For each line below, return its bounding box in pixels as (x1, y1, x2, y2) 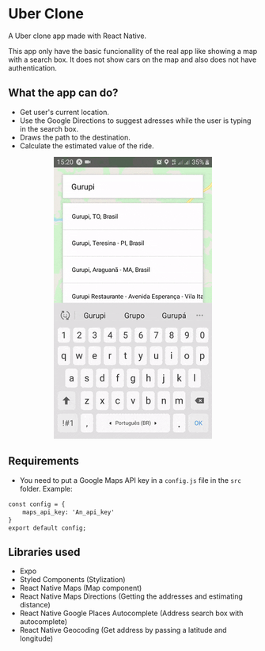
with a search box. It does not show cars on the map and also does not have (8, 55, 257, 64)
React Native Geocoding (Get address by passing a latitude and (19, 626, 227, 635)
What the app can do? (8, 86, 119, 100)
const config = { (8, 500, 66, 508)
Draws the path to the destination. (19, 132, 131, 142)
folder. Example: (19, 484, 73, 493)
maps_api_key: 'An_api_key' (22, 508, 115, 516)
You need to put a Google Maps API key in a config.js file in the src (19, 475, 241, 484)
